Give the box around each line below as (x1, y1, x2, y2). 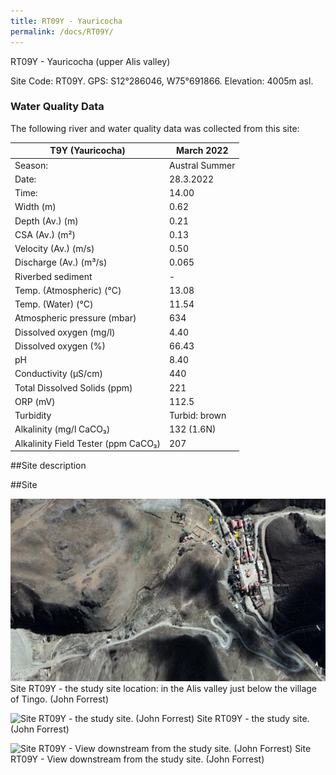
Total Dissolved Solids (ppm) (14, 381, 133, 394)
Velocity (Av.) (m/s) (14, 243, 95, 255)
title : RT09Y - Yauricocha (10, 16, 123, 26)
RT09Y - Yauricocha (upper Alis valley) (10, 55, 171, 67)
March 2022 (176, 145, 229, 157)
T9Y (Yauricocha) (49, 145, 126, 157)
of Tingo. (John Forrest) (10, 693, 110, 705)
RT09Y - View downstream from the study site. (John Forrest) (10, 753, 265, 765)
